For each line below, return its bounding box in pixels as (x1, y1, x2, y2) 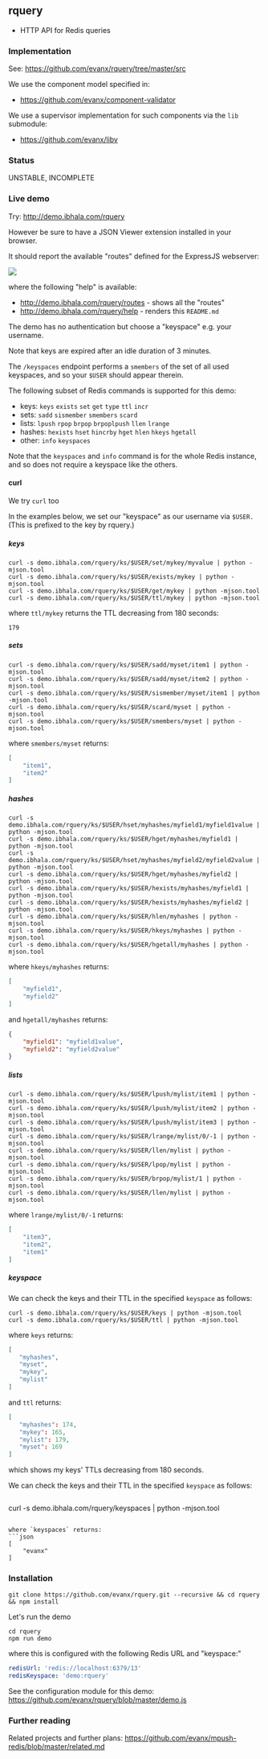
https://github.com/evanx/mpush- (124, 1733, 237, 1743)
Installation (8, 1573, 54, 1584)
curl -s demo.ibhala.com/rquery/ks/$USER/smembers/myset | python (8, 717, 235, 725)
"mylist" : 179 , (18, 1435, 70, 1443)
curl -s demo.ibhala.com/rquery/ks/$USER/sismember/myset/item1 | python (8, 689, 261, 697)
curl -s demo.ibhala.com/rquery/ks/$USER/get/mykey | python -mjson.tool (8, 587, 261, 595)
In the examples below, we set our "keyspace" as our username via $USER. (8, 511, 254, 521)
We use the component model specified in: (8, 80, 150, 89)
